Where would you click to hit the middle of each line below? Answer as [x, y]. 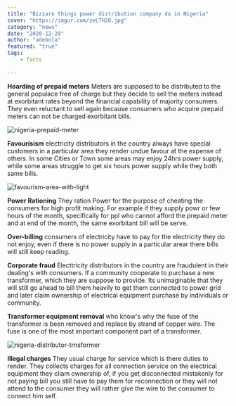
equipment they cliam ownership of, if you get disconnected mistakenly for [115, 373]
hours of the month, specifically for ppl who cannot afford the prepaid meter [118, 215]
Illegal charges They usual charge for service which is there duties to [108, 358]
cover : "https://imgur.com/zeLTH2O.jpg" [67, 20]
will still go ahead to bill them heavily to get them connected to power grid [114, 287]
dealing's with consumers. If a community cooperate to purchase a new [111, 272]
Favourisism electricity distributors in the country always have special [109, 143]
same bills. [23, 173]
